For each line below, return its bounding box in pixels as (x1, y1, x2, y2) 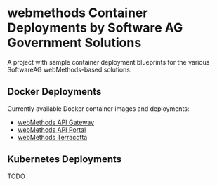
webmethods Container (7, 5, 148, 21)
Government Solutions (7, 35, 142, 51)
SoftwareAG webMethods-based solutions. (7, 65, 132, 74)
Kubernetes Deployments (7, 153, 122, 166)
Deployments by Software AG (7, 20, 183, 36)
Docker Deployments (7, 86, 102, 98)
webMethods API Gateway (17, 118, 95, 126)
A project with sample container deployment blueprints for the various (7, 58, 210, 66)
